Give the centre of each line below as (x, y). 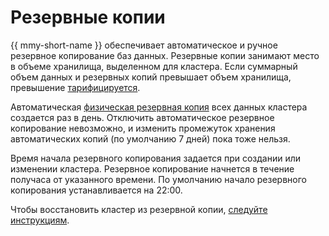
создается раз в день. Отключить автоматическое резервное (142, 117)
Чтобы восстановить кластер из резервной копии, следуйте (139, 209)
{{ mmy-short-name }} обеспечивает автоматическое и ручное (144, 45)
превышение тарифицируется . (75, 87)
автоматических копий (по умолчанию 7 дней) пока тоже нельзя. (150, 138)
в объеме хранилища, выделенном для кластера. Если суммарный (154, 66)
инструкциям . (40, 220)
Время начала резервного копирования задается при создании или (156, 158)
